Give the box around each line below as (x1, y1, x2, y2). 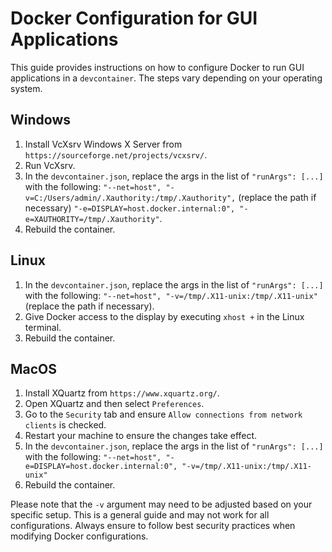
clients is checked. (24, 419, 107, 431)
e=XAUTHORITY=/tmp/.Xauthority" (24, 214, 160, 224)
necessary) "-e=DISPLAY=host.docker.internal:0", (24, 202, 236, 214)
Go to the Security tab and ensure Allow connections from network (24, 408, 303, 421)
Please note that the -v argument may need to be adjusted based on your (10, 498, 313, 511)
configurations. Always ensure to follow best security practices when (10, 520, 296, 532)
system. (10, 82, 43, 94)
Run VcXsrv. (24, 159, 76, 171)
